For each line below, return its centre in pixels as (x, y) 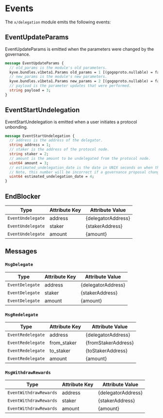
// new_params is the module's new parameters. (58, 77)
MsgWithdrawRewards (28, 372)
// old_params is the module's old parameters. (58, 68)
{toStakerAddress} (106, 350)
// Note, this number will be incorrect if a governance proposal (78, 172)
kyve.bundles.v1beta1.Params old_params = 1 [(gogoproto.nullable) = (81, 72)
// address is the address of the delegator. (56, 140)
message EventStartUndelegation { (40, 136)
